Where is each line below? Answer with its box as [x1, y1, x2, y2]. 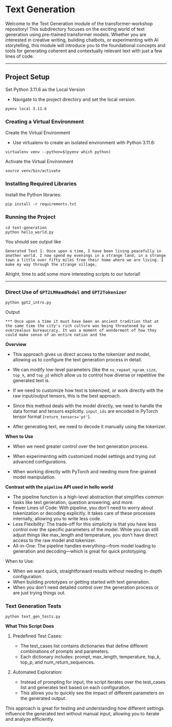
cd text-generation [5, 225, 47, 230]
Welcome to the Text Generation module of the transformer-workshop [5, 20, 153, 27]
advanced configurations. [12, 458, 68, 465]
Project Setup [5, 73, 50, 81]
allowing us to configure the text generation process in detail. [12, 357, 142, 363]
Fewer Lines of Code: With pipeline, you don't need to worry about [12, 504, 154, 511]
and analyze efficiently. [5, 716, 55, 722]
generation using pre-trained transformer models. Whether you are [5, 31, 147, 37]
